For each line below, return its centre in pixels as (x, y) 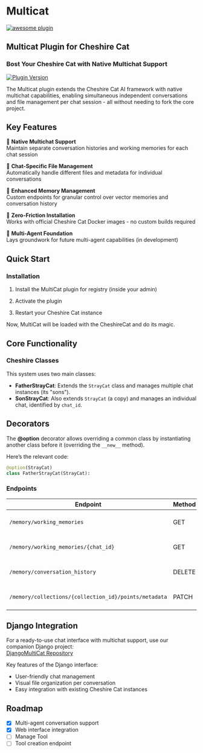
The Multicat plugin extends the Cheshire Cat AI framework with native (94, 89)
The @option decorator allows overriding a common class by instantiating (98, 438)
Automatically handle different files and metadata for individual (84, 173)
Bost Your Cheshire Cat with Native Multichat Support (87, 64)
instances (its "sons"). (43, 392)
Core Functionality (42, 344)
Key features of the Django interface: (52, 665)
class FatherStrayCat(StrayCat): (48, 473)
